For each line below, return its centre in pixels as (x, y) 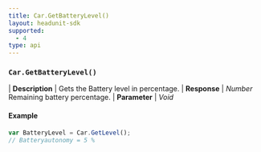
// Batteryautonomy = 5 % (51, 140)
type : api (25, 46)
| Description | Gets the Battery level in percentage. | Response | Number (130, 89)
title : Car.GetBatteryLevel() (59, 16)
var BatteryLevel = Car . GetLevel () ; (69, 133)
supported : (27, 30)
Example (23, 116)
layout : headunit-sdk (45, 23)
